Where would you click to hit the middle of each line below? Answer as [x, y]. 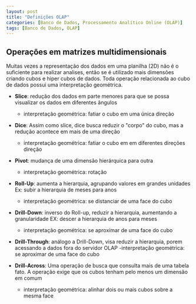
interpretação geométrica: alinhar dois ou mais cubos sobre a [98, 290]
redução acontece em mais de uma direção [67, 132]
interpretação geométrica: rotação [65, 172]
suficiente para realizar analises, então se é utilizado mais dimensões [90, 72]
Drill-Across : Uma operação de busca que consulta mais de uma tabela [102, 266]
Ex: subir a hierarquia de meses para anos [66, 190]
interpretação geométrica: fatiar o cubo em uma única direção [99, 114]
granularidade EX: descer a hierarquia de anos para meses [86, 219]
